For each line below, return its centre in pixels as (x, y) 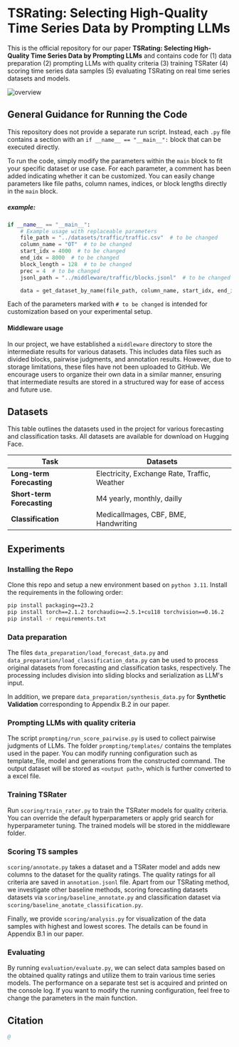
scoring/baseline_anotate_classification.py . (75, 904)
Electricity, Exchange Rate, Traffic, (153, 474)
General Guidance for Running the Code (97, 114)
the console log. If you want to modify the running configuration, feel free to (118, 991)
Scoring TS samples (43, 852)
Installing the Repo (40, 569)
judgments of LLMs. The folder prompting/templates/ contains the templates (119, 746)
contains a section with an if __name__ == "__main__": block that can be (115, 139)
